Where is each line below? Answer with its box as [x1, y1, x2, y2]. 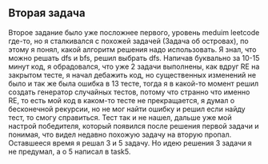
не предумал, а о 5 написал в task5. [8, 146, 131, 156]
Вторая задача [8, 6, 86, 20]
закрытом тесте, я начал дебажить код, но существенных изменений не [8, 70, 257, 79]
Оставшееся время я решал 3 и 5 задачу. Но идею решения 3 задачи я [8, 138, 252, 147]
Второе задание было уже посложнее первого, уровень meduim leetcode [8, 27, 260, 37]
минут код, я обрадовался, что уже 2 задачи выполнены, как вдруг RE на [8, 62, 260, 71]
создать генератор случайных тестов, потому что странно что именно [8, 87, 250, 97]
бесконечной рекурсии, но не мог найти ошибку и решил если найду [8, 104, 246, 114]
